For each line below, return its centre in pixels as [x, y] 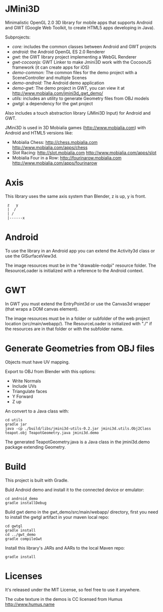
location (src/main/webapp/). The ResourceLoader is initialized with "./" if [79, 323]
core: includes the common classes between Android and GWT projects [84, 46]
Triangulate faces [30, 391]
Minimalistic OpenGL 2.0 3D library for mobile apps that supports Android [79, 22]
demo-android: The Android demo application [58, 83]
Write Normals [27, 381]
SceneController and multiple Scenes [49, 78]
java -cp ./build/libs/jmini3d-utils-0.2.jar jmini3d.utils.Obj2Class [78, 428]
